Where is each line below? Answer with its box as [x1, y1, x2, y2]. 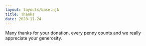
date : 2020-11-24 [5, 16, 42, 21]
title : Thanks [5, 12, 35, 17]
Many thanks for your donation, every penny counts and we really [5, 30, 141, 36]
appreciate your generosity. [5, 35, 63, 41]
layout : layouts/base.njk [5, 7, 59, 12]
